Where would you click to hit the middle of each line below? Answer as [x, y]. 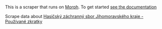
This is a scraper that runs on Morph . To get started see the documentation [81, 7]
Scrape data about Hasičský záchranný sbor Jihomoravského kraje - [74, 16]
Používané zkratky [24, 22]
